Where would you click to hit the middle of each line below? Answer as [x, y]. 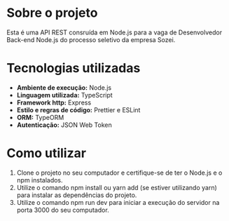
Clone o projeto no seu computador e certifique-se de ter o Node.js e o [119, 173]
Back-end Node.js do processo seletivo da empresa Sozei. [91, 39]
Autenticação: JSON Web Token [64, 125]
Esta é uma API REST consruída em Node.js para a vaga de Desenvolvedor [114, 32]
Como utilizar [47, 153]
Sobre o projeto [52, 13]
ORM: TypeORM [40, 117]
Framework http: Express [54, 102]
